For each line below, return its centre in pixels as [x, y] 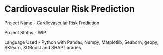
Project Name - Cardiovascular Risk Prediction [52, 23]
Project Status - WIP [25, 32]
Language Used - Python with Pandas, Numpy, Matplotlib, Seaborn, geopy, [81, 42]
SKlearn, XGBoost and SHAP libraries [43, 47]
